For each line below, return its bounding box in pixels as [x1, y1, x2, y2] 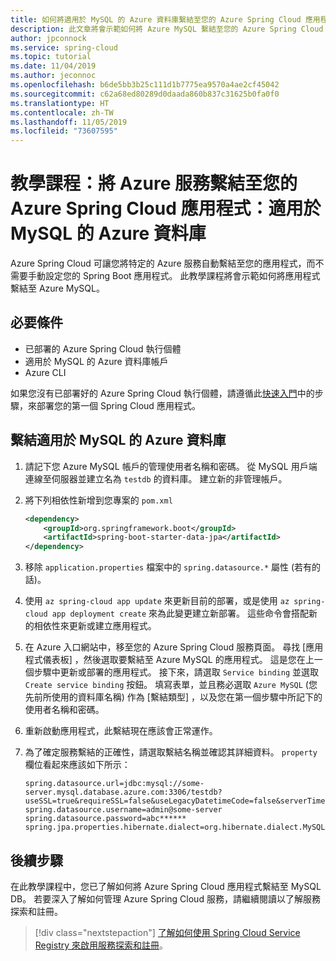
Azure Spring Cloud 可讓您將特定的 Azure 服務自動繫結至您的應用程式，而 [10, 257, 316, 270]
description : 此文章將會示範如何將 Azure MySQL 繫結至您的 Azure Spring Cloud [10, 24, 324, 34]
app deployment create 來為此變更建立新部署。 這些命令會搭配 [51, 607, 309, 620]
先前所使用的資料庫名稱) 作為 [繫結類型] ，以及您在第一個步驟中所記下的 [24, 691, 323, 703]
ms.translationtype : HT [10, 98, 110, 108]
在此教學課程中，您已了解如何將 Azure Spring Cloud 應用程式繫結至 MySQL [10, 881, 322, 892]
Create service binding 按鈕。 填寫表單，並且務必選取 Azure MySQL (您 [24, 679, 318, 691]
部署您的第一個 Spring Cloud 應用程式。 [36, 399, 201, 411]
